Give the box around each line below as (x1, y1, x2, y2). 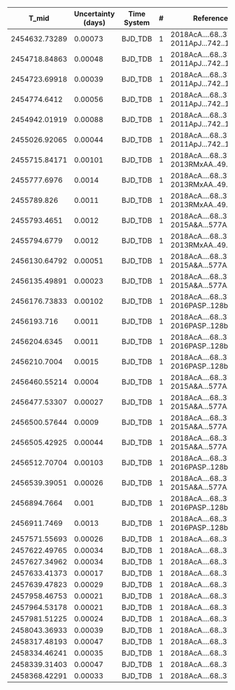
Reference (192, 13, 229, 23)
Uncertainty (73, 9, 115, 18)
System (123, 18, 150, 27)
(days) (83, 18, 106, 27)
